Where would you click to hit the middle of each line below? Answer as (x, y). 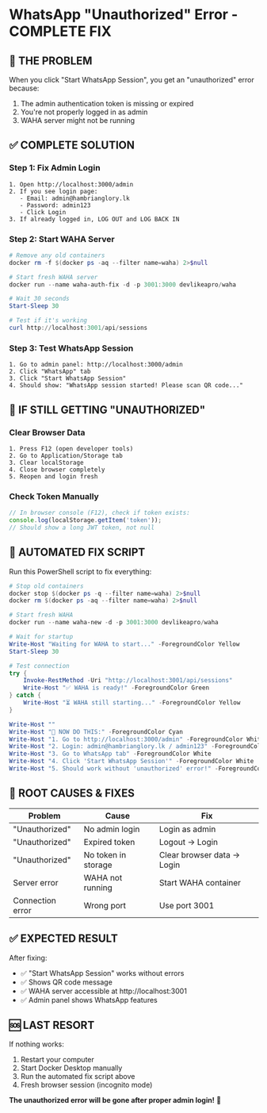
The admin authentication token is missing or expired (107, 104)
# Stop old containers (46, 586)
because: (24, 88)
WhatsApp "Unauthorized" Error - (124, 15)
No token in (105, 854)
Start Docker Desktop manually (71, 1068)
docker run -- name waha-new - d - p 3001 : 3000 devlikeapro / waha (114, 623)
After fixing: (28, 958)
